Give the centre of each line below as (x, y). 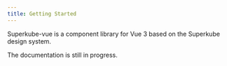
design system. (29, 41)
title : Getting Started (42, 14)
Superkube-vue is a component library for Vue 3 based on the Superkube (114, 34)
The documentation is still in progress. (62, 55)
